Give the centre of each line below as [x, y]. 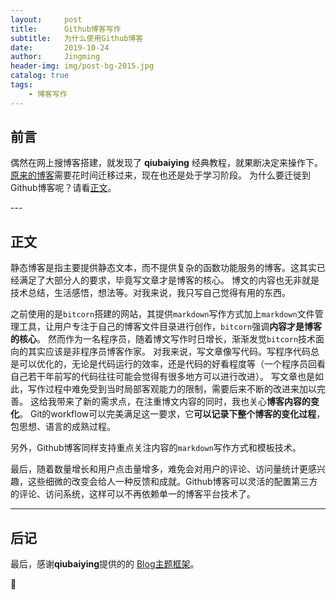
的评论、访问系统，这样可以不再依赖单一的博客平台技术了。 [133, 494]
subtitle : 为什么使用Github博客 [77, 38]
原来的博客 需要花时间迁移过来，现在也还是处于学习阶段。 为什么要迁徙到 [160, 175]
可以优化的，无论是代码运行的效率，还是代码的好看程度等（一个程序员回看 [172, 364]
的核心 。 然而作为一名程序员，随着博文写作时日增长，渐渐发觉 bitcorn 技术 [163, 339]
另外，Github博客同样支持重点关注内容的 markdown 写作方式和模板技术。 [156, 448]
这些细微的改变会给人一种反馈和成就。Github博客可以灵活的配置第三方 [172, 482]
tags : [21, 85]
